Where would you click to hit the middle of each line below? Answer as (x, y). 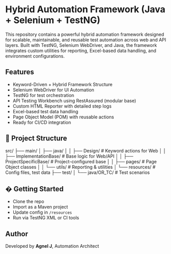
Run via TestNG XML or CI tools (46, 218)
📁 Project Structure (36, 138)
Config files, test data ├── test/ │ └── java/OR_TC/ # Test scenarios (78, 172)
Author (17, 234)
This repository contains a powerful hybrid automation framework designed (85, 34)
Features (20, 72)
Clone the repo (28, 201)
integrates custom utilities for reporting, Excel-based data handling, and (81, 50)
